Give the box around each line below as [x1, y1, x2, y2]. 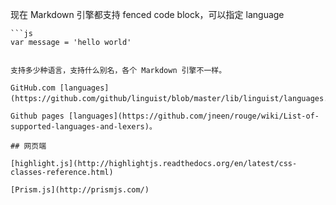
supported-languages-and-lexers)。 [10, 122, 157, 132]
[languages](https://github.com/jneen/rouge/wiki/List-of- [68, 111, 320, 121]
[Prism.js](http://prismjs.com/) [10, 185, 150, 195]
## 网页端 [10, 141, 47, 151]
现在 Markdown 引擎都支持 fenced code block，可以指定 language [10, 9, 285, 20]
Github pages [10, 111, 65, 121]
